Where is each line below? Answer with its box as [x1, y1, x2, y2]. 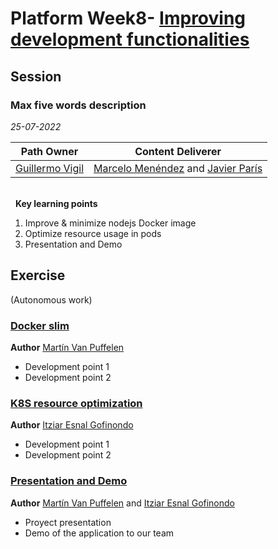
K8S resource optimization [10, 396, 143, 410]
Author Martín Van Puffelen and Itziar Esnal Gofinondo [10, 497, 236, 509]
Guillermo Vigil [15, 161, 85, 175]
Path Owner [20, 144, 79, 158]
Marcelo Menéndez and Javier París [93, 161, 263, 175]
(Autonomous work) [10, 293, 93, 306]
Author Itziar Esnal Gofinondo [10, 419, 134, 431]
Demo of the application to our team [24, 527, 175, 539]
